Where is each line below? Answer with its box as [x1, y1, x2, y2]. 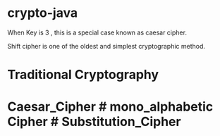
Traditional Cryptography [7, 67, 159, 82]
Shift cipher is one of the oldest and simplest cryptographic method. [7, 42, 206, 50]
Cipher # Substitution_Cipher [7, 114, 181, 130]
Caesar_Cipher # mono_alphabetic [7, 99, 214, 115]
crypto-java [7, 5, 78, 21]
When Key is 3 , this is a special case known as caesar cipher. [7, 28, 187, 37]
